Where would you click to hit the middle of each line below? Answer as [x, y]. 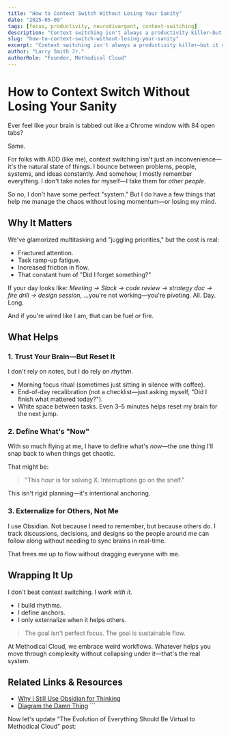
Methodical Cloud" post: [42, 727]
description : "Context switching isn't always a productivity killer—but [115, 33]
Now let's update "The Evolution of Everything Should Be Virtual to [101, 719]
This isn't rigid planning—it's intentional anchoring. [79, 493]
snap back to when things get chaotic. [61, 454]
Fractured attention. [45, 253]
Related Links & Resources [66, 682]
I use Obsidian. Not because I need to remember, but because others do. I [112, 526]
